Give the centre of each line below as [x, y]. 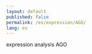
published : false [28, 17]
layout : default [26, 11]
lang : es [17, 28]
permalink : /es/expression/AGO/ [46, 22]
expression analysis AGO [37, 45]
